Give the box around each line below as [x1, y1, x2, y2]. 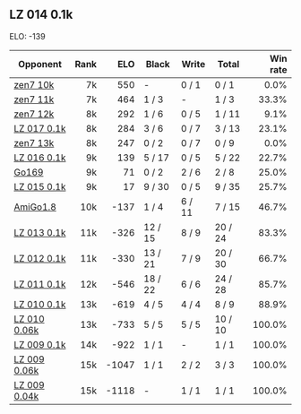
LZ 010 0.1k [13, 298, 66, 310]
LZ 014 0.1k [9, 7, 73, 22]
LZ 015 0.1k [13, 180, 66, 193]
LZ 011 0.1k [13, 278, 66, 290]
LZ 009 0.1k [13, 338, 66, 350]
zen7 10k [13, 78, 55, 91]
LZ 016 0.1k [13, 151, 66, 164]
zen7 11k [13, 93, 55, 106]
